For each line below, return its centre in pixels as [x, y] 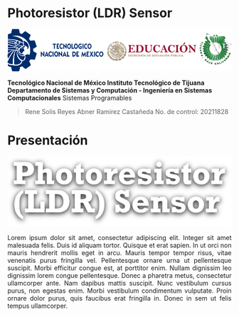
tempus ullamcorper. [38, 306]
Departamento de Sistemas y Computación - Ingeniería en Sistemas [110, 90]
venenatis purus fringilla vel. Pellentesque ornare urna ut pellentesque [119, 260]
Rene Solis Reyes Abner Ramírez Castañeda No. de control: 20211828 [127, 112]
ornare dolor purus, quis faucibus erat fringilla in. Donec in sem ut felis [119, 298]
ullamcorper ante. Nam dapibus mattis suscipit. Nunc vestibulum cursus [119, 283]
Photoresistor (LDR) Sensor [90, 13]
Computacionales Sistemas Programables [70, 98]
